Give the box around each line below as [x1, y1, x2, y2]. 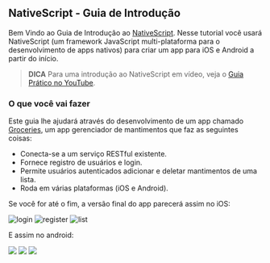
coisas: [8, 133, 32, 144]
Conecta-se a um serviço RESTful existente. [19, 149, 168, 159]
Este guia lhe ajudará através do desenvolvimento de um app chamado [8, 116, 244, 126]
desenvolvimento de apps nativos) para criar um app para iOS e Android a [8, 44, 255, 55]
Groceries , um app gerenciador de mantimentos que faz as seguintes [8, 125, 239, 135]
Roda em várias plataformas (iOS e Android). [19, 183, 169, 193]
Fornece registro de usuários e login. [19, 157, 143, 168]
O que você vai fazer [8, 98, 90, 109]
